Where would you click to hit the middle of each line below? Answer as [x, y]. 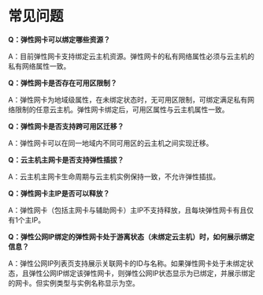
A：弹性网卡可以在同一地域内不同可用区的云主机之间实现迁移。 [111, 143]
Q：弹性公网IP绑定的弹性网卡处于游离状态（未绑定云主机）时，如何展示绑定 [131, 237]
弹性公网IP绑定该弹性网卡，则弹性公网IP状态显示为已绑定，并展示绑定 [142, 273]
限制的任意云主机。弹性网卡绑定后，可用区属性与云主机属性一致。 [122, 109]
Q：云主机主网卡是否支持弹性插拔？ [66, 159]
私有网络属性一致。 [39, 66]
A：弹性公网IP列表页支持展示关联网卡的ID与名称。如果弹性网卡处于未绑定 [128, 263]
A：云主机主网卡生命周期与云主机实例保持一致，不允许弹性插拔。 [114, 176]
